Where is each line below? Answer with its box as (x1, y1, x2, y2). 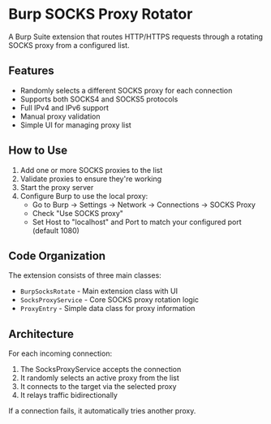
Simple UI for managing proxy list (19, 119, 131, 130)
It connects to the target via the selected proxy (19, 382, 177, 392)
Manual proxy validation (19, 111, 101, 121)
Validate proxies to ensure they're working (19, 174, 162, 184)
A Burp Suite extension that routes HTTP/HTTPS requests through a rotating (8, 32, 264, 41)
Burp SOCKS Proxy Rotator (8, 5, 193, 24)
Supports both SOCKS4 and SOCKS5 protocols (19, 94, 179, 104)
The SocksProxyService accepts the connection (19, 365, 182, 374)
